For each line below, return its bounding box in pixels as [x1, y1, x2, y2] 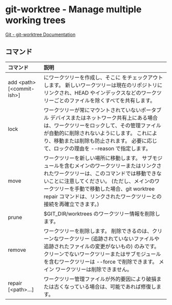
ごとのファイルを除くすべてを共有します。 [54, 97, 156, 104]
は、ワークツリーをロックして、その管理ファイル [44, 122, 161, 129]
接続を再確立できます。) [44, 201, 99, 208]
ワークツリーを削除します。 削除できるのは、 [44, 227, 153, 234]
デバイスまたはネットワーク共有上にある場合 [50, 114, 158, 121]
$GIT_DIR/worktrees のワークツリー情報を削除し [44, 210, 160, 217]
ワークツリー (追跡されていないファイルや [58, 235, 160, 242]
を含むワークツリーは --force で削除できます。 [44, 258, 158, 265]
